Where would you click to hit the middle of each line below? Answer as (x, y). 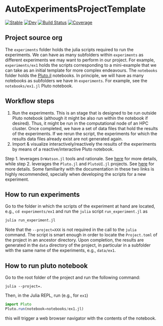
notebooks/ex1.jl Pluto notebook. (39, 86)
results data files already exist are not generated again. (67, 139)
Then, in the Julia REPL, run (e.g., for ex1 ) (47, 295)
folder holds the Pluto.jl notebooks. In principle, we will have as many (74, 75)
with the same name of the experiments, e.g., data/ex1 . (61, 250)
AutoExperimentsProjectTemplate (75, 9)
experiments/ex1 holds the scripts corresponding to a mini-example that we (81, 65)
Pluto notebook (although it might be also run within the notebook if (80, 118)
